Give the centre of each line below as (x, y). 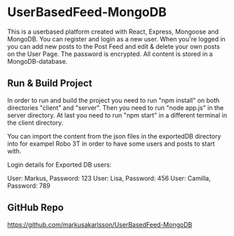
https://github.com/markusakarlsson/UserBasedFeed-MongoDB (100, 224)
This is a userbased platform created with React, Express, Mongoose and (113, 32)
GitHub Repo (36, 208)
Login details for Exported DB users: (60, 165)
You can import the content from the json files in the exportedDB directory (114, 136)
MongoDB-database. (37, 61)
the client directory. (35, 123)
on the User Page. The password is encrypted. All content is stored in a (110, 54)
